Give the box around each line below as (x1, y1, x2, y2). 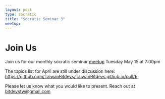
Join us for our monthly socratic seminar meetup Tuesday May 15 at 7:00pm (5, 59, 161, 65)
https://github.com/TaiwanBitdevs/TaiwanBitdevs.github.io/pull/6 (5, 74, 138, 80)
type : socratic (5, 12, 37, 17)
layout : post (5, 7, 32, 12)
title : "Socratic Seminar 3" (5, 16, 65, 21)
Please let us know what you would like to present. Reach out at (5, 83, 135, 89)
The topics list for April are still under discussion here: (5, 68, 115, 74)
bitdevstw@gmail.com (5, 89, 51, 95)
